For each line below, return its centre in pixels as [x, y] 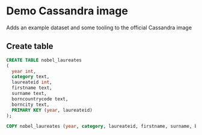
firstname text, [32, 88]
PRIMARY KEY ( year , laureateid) [52, 110]
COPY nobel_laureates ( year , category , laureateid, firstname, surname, [99, 127]
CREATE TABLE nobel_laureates [44, 60]
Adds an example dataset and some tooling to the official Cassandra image [99, 27]
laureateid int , [32, 82]
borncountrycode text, [40, 99]
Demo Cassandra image [67, 11]
